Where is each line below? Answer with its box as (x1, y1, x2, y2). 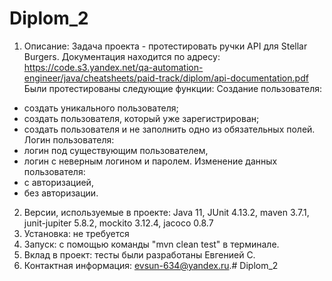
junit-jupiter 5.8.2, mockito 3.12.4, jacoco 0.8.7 (23, 217, 214, 229)
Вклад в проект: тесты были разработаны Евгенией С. (23, 248, 256, 261)
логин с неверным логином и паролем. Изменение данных (23, 155, 278, 167)
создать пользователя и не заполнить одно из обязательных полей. (23, 123, 316, 135)
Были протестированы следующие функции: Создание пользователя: (23, 82, 322, 94)
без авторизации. (23, 187, 99, 199)
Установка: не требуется (23, 227, 130, 239)
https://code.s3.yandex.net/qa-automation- (23, 61, 204, 73)
